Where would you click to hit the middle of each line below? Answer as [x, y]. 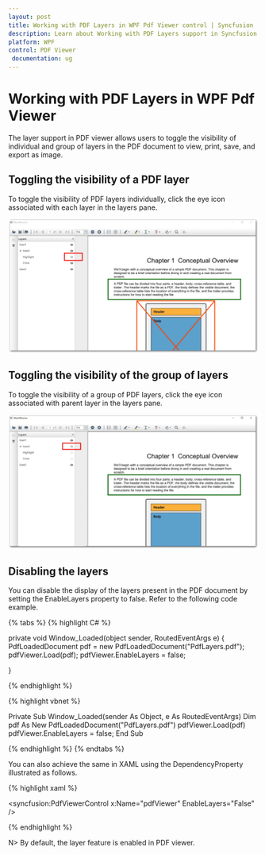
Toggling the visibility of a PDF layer [99, 180]
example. [23, 607]
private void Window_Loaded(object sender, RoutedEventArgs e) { [116, 638]
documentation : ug [42, 59]
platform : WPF [32, 42]
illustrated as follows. [43, 773]
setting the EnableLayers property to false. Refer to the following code [123, 599]
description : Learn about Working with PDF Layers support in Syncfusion [133, 33]
